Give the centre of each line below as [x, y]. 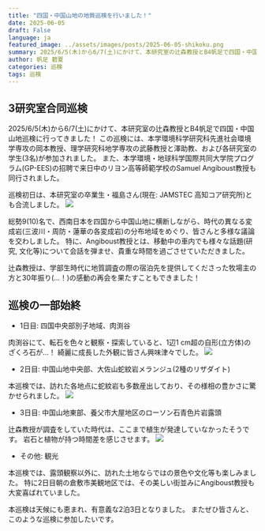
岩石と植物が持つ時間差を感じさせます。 [89, 439]
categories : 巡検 [35, 67]
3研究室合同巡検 [48, 109]
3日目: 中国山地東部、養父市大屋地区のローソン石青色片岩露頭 [121, 412]
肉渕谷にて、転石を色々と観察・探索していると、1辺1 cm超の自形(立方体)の [130, 343]
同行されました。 [36, 178]
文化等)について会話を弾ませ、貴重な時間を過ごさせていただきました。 [134, 251]
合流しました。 [39, 205]
